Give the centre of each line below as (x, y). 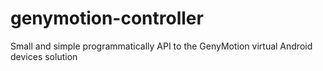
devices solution (44, 56)
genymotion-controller (107, 18)
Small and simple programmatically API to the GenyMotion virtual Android (161, 46)
